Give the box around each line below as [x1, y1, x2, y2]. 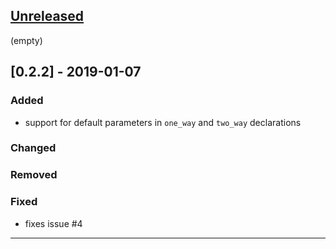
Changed [10, 141, 57, 155]
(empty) [10, 34, 43, 46]
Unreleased [10, 8, 85, 25]
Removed [10, 168, 58, 182]
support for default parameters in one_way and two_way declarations [24, 116, 302, 128]
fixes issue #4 [24, 217, 83, 229]
